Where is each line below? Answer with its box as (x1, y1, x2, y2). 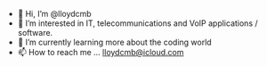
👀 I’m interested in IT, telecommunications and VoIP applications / (17, 18, 258, 29)
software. (17, 28, 53, 37)
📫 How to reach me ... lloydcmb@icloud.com (17, 47, 184, 57)
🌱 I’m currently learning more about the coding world (17, 37, 212, 47)
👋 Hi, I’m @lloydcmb (17, 9, 92, 19)
